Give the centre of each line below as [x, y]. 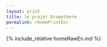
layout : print [23, 11]
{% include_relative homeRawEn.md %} [54, 39]
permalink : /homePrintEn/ [37, 22]
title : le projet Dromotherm [41, 17]
